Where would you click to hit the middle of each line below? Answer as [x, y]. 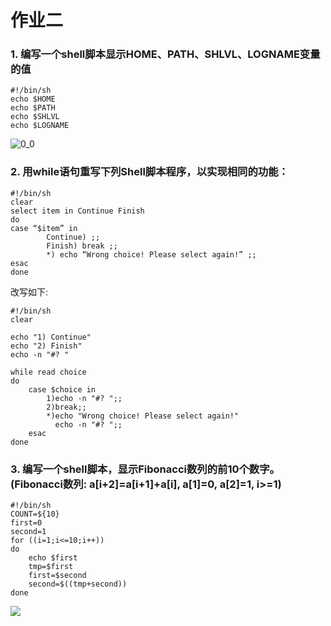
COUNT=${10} [35, 514]
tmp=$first [51, 567]
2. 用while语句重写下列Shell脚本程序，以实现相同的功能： [149, 172]
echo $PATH [33, 108]
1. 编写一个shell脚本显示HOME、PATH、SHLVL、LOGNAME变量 [165, 54]
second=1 [28, 532]
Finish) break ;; [82, 246]
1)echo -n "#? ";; [84, 398]
